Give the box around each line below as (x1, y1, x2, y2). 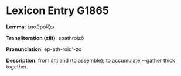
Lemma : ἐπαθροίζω (6, 23, 54, 30)
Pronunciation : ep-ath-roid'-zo (6, 45, 82, 53)
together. (6, 63, 28, 70)
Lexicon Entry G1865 (6, 4, 110, 17)
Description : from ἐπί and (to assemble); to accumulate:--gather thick (6, 57, 176, 64)
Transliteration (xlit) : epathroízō (6, 34, 84, 41)
